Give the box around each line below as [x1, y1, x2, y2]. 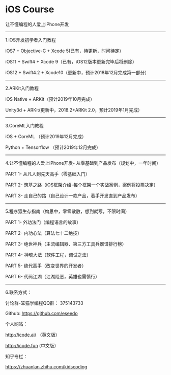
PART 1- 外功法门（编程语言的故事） [5, 219, 81, 225]
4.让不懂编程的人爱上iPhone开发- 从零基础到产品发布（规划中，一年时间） [5, 160, 161, 166]
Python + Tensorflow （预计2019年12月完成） [5, 144, 101, 150]
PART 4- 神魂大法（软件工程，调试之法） [5, 252, 91, 258]
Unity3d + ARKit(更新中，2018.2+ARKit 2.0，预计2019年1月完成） [5, 106, 142, 113]
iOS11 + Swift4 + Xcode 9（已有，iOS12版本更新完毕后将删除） [5, 58, 137, 64]
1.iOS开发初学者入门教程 [5, 37, 56, 43]
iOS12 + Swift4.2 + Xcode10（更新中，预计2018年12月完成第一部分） [5, 69, 149, 75]
